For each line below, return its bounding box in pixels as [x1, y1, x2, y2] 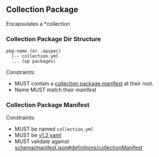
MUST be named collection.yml [14, 125, 94, 132]
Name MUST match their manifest [14, 86, 96, 93]
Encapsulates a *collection [6, 20, 70, 27]
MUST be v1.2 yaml [14, 132, 61, 139]
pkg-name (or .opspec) [6, 48, 61, 54]
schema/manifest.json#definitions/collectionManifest [14, 144, 143, 151]
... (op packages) [11, 59, 57, 64]
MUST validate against [14, 138, 70, 145]
